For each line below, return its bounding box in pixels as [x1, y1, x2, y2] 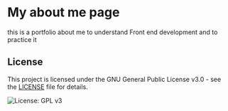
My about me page [7, 4, 120, 21]
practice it [7, 35, 37, 43]
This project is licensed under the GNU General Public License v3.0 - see [7, 75, 222, 83]
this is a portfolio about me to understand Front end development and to [7, 28, 218, 36]
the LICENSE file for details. [7, 83, 89, 91]
